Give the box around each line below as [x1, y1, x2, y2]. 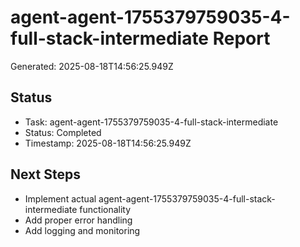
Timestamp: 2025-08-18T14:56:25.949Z [24, 137, 192, 149]
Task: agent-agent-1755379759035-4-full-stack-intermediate [24, 116, 279, 128]
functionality [79, 203, 132, 215]
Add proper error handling [24, 214, 133, 226]
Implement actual [24, 192, 97, 205]
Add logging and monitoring [24, 224, 141, 236]
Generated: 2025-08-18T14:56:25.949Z [10, 60, 174, 72]
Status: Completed [24, 126, 102, 138]
